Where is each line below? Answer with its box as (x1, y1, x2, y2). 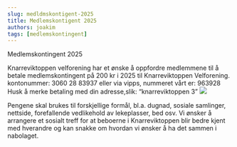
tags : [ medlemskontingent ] (7, 30, 88, 38)
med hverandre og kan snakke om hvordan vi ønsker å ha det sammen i (7, 124, 217, 133)
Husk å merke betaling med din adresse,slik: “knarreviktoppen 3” (7, 87, 198, 96)
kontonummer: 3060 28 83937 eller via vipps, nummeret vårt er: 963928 (7, 79, 221, 88)
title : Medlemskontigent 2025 (7, 17, 98, 24)
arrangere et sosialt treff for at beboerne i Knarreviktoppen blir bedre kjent (7, 116, 226, 125)
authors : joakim (7, 24, 56, 31)
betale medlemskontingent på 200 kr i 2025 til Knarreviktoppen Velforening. (7, 71, 230, 80)
